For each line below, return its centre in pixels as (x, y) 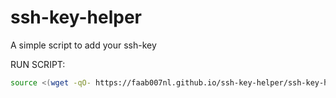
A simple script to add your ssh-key (83, 45)
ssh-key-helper (76, 17)
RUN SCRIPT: (38, 64)
